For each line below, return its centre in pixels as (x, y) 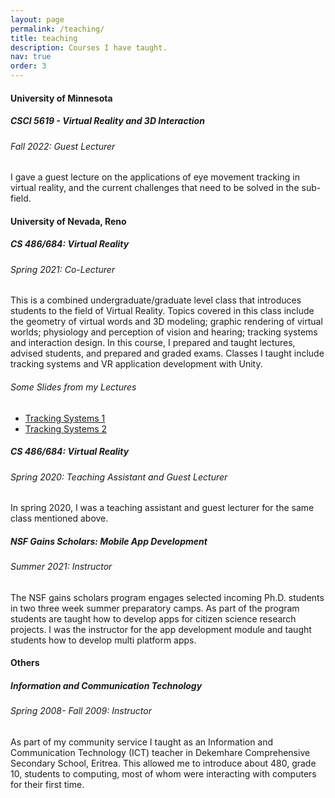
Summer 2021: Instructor (61, 567)
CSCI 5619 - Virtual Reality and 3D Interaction (107, 121)
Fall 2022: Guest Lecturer (63, 146)
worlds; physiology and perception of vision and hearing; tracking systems (164, 332)
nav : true (31, 57)
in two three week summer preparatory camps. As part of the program (155, 608)
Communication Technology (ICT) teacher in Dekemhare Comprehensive (160, 752)
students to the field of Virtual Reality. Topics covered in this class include (162, 311)
